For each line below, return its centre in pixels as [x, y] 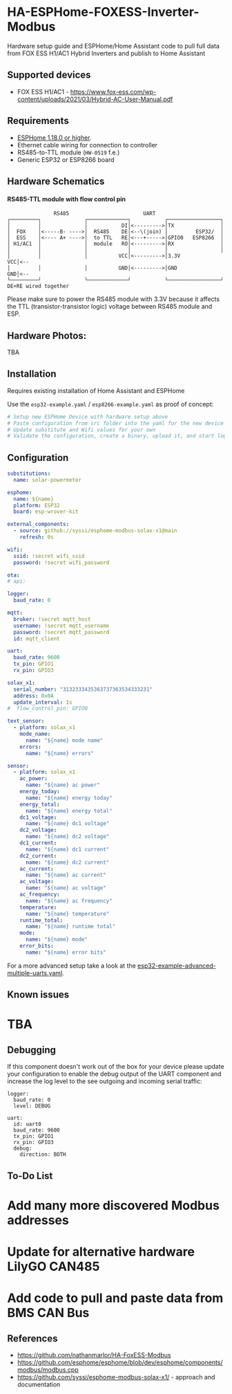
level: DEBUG [32, 1106]
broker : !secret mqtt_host [52, 619]
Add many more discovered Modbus [113, 1205]
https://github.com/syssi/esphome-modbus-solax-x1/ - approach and [116, 1377]
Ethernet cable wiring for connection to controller [87, 145]
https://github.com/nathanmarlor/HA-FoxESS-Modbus [94, 1355]
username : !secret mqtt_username [61, 626]
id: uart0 [27, 1124]
